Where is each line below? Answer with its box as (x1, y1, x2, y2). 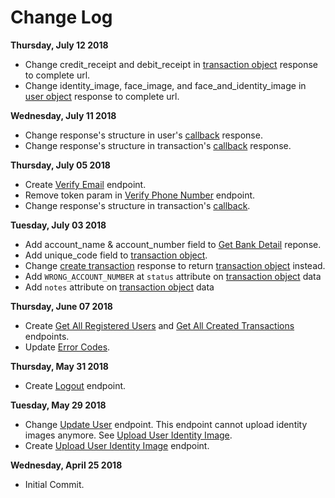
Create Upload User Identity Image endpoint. (24, 439, 210, 451)
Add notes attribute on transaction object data (24, 281, 215, 293)
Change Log (10, 6, 113, 29)
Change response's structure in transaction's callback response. (24, 139, 292, 151)
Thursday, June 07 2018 (10, 300, 113, 312)
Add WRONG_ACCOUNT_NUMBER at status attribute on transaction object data (24, 270, 322, 282)
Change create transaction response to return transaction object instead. (24, 259, 326, 271)
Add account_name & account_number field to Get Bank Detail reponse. (24, 238, 322, 250)
